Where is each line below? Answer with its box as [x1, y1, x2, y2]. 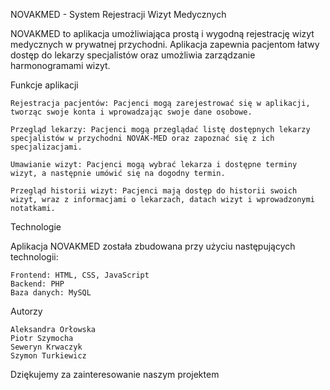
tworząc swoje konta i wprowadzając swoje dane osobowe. [10, 107, 253, 117]
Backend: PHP [10, 279, 65, 289]
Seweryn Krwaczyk [10, 342, 83, 352]
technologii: [10, 251, 59, 263]
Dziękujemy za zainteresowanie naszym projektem [10, 369, 220, 380]
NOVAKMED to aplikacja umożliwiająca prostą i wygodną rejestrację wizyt [10, 28, 315, 39]
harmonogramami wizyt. [10, 60, 111, 71]
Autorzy [10, 305, 43, 317]
